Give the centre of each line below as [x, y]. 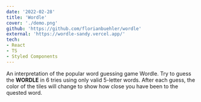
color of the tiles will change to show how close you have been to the [92, 86]
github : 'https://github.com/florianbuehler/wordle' [74, 28]
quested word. [24, 92]
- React [16, 46]
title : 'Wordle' [27, 17]
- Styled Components [32, 56]
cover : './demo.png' [32, 23]
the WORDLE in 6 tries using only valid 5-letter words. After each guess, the [101, 80]
